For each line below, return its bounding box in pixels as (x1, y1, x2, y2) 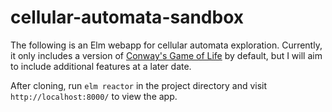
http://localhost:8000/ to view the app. (10, 90, 178, 102)
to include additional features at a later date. (10, 60, 192, 72)
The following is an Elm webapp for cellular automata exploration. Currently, (10, 39, 323, 51)
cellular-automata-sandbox (10, 6, 244, 29)
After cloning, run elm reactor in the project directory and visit (10, 79, 268, 91)
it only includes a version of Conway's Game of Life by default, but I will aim (10, 49, 323, 61)
